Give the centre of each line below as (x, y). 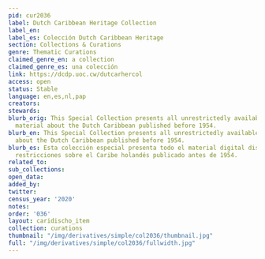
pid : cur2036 (30, 15)
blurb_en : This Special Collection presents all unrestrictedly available (134, 133)
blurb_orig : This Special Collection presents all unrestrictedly (119, 118)
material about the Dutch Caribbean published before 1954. (116, 126)
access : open (30, 81)
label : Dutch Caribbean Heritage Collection (82, 23)
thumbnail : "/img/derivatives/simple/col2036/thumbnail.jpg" (111, 236)
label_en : (24, 30)
